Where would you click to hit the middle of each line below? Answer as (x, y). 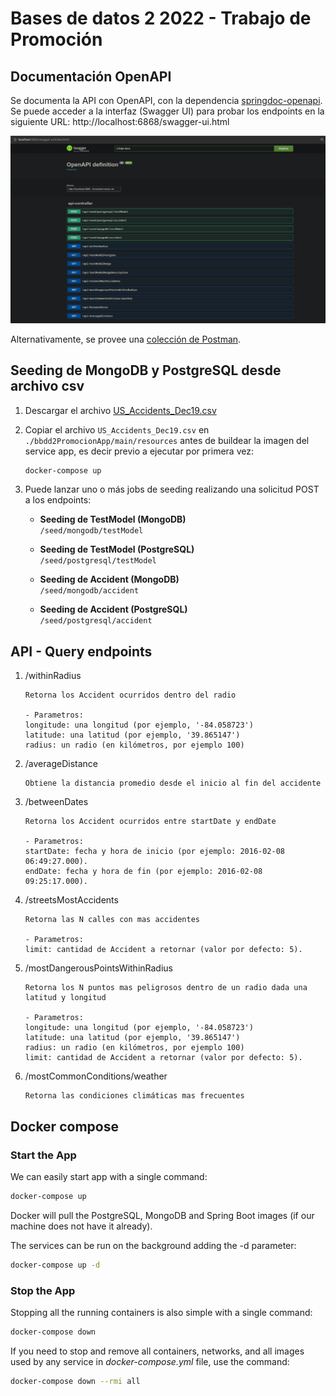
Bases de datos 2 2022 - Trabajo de (161, 18)
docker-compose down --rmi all (75, 1381)
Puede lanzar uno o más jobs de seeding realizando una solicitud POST (172, 489)
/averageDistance (61, 764)
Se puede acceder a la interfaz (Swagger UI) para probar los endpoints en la (167, 111)
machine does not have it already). (81, 1226)
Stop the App (43, 1290)
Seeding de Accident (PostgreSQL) (113, 609)
